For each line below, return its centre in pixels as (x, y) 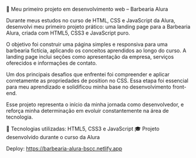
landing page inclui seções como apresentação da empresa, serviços (90, 57)
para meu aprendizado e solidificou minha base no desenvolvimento (89, 87)
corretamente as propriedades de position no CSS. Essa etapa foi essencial (97, 80)
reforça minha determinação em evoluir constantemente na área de (87, 111)
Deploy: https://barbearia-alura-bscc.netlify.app (64, 149)
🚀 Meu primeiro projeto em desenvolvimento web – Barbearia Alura (87, 9)
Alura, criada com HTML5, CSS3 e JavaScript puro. (68, 33)
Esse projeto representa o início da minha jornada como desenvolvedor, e (95, 105)
